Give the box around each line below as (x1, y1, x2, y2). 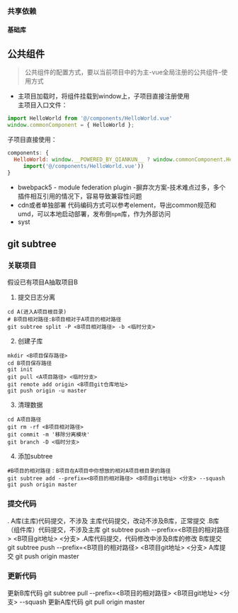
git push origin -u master (7, 388, 87, 395)
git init (7, 366, 33, 373)
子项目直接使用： (7, 135, 57, 144)
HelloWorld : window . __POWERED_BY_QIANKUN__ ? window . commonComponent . (13, 156, 227, 163)
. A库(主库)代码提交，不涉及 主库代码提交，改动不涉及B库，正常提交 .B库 (7, 516, 220, 525)
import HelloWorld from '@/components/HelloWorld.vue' (7, 115, 173, 122)
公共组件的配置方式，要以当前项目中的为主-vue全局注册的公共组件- (24, 68, 222, 77)
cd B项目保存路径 (7, 360, 52, 367)
